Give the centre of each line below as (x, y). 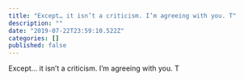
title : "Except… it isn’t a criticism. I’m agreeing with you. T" (122, 16)
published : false (38, 46)
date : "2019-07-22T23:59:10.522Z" (67, 30)
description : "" (36, 23)
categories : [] (34, 38)
